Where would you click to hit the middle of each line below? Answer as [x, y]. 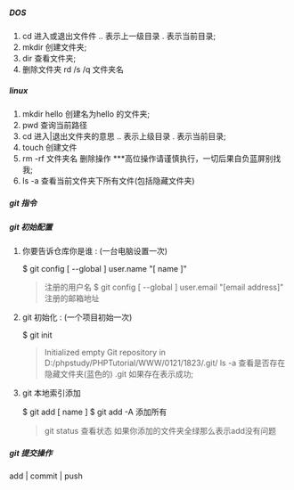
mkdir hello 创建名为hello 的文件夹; [86, 114]
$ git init [37, 335]
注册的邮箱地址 [72, 298]
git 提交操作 [31, 453]
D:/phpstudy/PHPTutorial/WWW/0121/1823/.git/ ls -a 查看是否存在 [165, 363]
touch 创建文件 [49, 147]
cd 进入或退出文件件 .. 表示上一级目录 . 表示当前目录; [119, 36]
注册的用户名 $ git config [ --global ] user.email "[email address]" [164, 287]
